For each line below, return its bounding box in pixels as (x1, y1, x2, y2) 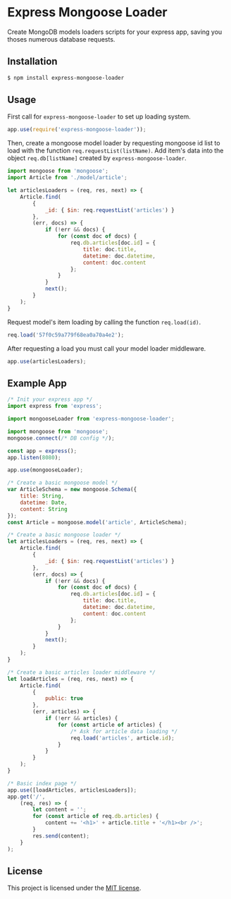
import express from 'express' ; (7, 403, 102, 410)
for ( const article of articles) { (57, 721, 162, 728)
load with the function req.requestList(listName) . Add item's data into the (7, 146, 224, 155)
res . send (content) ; (32, 832, 90, 840)
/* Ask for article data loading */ (70, 728, 178, 735)
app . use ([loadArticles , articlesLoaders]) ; (7, 786, 137, 794)
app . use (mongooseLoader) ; (7, 466, 83, 473)
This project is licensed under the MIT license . (7, 883, 142, 893)
